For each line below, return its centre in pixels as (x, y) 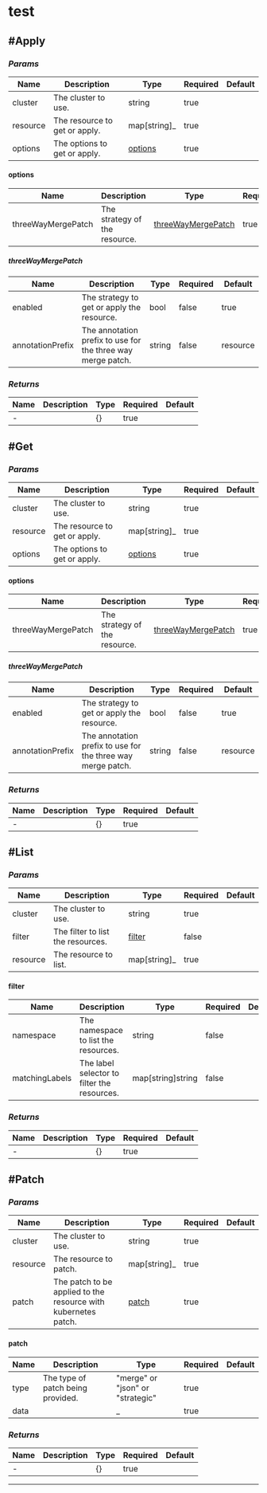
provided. (60, 1397)
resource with (79, 1302)
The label (97, 1063)
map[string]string (165, 1078)
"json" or (133, 1388)
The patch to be (83, 1282)
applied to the (79, 1292)
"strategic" (136, 1397)
